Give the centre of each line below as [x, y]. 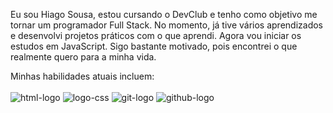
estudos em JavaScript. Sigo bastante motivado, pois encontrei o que [154, 46]
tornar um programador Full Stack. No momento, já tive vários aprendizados [167, 25]
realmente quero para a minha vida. [83, 57]
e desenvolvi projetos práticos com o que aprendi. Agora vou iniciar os [156, 35]
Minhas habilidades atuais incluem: [82, 76]
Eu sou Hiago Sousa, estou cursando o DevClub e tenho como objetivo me [164, 14]
